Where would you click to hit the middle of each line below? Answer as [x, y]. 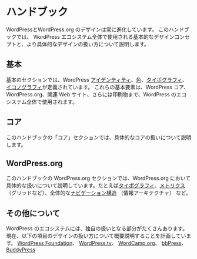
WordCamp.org [136, 243]
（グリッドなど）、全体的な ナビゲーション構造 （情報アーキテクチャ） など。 [98, 193]
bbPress [171, 243]
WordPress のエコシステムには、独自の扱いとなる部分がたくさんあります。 [97, 228]
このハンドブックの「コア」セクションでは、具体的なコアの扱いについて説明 [99, 137]
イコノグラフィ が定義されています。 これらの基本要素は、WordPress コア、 [98, 87]
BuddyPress [21, 250]
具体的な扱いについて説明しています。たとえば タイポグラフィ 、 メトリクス [96, 186]
